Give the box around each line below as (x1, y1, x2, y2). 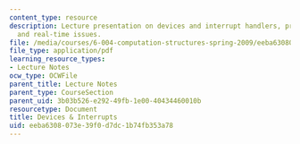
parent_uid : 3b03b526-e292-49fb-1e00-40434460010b (9, 96, 202, 106)
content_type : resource (9, 13, 98, 22)
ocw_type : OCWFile (9, 72, 78, 80)
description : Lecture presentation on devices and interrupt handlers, (9, 21, 281, 30)
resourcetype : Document (9, 105, 98, 114)
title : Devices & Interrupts (9, 113, 118, 122)
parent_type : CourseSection (9, 88, 114, 97)
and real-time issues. (17, 30, 102, 38)
